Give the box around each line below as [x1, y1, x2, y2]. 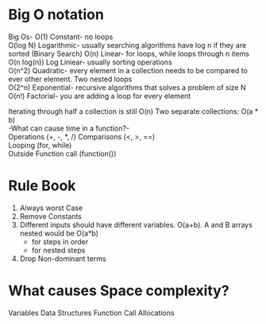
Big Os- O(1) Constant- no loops [8, 32, 114, 41]
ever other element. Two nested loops [8, 74, 133, 84]
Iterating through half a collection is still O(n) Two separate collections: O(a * [8, 106, 259, 116]
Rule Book [8, 177, 76, 195]
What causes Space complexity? [8, 282, 229, 300]
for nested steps [31, 245, 86, 255]
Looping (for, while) [8, 140, 72, 150]
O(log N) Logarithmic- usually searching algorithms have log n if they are [8, 40, 247, 49]
